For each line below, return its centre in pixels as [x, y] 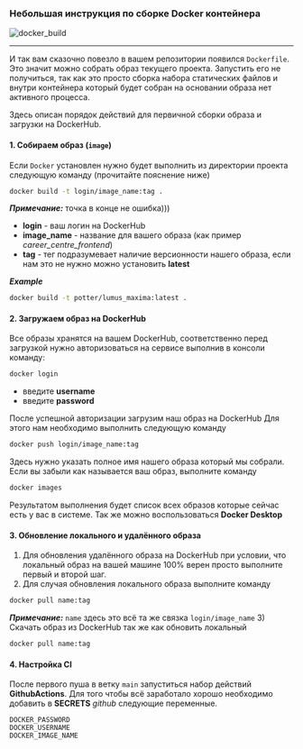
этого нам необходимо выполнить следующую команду [118, 428]
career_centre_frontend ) [68, 245]
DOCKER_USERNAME [40, 728]
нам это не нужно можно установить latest [106, 264]
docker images [36, 488]
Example [26, 281]
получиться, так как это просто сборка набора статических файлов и [143, 78]
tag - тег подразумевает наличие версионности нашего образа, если [156, 254]
